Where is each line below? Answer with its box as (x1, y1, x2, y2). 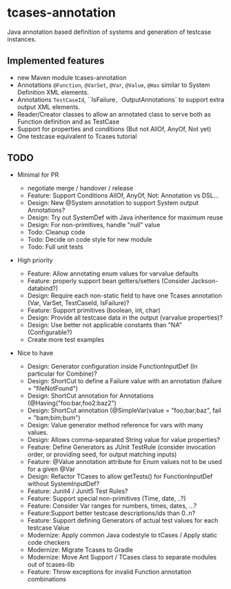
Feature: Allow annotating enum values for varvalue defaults (27, 269, 199, 278)
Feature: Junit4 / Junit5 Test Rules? (27, 487, 128, 495)
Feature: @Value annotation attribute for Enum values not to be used (27, 457, 223, 465)
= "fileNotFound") (27, 384, 78, 392)
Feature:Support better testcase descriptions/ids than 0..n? (27, 509, 196, 517)
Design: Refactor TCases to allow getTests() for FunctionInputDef (27, 472, 213, 481)
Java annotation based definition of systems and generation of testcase (7, 28, 212, 36)
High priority (17, 255, 53, 264)
